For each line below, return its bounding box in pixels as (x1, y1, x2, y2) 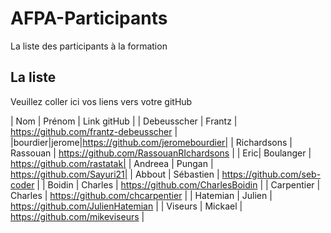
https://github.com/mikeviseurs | (10, 210, 145, 222)
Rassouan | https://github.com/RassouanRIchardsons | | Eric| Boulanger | (10, 147, 312, 159)
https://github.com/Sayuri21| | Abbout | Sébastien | (10, 168, 220, 180)
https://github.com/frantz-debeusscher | (10, 125, 178, 137)
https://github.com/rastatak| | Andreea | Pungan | (10, 157, 214, 169)
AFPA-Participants (10, 7, 168, 30)
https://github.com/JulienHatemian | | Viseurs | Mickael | (10, 200, 243, 212)
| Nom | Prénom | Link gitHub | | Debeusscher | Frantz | (10, 115, 238, 127)
